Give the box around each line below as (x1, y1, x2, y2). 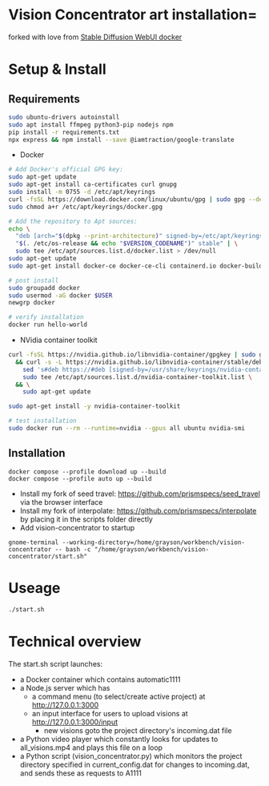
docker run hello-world (8, 320, 88, 329)
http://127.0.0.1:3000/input (31, 717, 118, 727)
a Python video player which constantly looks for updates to (19, 734, 219, 744)
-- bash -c (54, 545, 91, 554)
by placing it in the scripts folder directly (19, 514, 154, 524)
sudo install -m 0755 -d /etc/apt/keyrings (8, 188, 156, 196)
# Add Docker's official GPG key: (8, 166, 124, 174)
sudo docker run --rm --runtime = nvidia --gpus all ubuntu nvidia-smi (8, 425, 246, 433)
